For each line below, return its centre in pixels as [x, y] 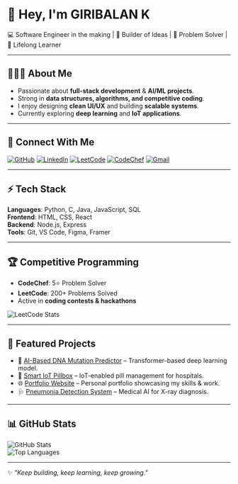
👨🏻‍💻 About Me [40, 74]
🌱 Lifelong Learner [34, 45]
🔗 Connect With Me [51, 142]
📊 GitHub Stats [42, 424]
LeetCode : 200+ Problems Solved [68, 293]
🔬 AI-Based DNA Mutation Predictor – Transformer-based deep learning [123, 360]
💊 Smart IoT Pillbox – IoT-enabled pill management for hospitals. [110, 376]
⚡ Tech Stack [37, 189]
